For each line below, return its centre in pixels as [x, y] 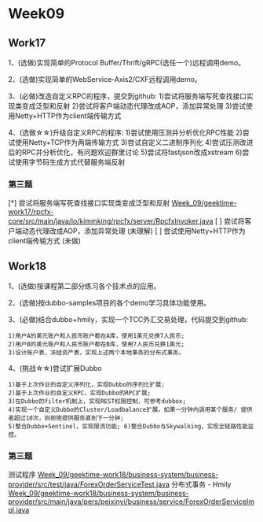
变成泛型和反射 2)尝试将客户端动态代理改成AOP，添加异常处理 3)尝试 [134, 106]
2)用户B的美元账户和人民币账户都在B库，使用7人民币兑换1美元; [97, 344]
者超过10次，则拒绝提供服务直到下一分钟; [66, 418]
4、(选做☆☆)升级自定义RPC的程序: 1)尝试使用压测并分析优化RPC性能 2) [126, 132]
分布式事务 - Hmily [201, 484]
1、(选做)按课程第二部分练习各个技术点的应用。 [84, 286]
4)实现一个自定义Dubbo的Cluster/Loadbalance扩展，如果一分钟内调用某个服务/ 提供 [130, 410]
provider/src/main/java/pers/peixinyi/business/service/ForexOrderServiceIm [131, 502]
